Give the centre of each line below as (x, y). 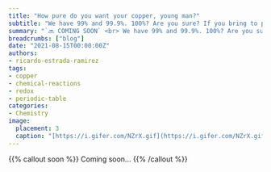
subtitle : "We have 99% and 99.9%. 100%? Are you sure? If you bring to (133, 23)
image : (19, 121)
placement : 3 (38, 128)
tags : (17, 69)
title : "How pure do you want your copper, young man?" (104, 16)
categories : (28, 106)
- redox (21, 91)
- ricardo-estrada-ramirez (54, 61)
